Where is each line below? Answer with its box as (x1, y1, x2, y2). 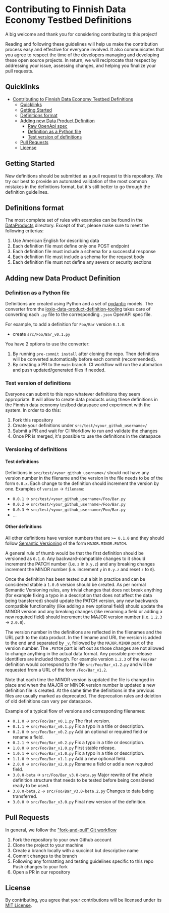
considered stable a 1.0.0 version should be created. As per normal (5, 581, 146, 587)
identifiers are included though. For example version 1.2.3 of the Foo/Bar (5, 656, 157, 662)
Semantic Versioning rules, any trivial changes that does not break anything (5, 587, 162, 593)
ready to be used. (12, 782, 49, 788)
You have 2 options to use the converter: (5, 341, 90, 347)
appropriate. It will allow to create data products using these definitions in (5, 397, 158, 403)
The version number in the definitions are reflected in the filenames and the (5, 629, 162, 635)
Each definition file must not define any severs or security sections (12, 259, 152, 265)
